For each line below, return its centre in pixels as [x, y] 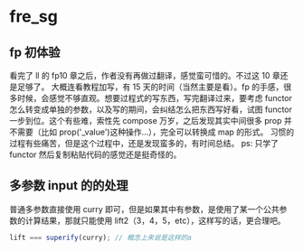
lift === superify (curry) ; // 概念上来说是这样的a [100, 237]
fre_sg [34, 17]
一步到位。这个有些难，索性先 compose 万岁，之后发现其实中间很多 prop [146, 121]
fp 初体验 [35, 52]
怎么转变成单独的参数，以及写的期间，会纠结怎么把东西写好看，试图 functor [151, 109]
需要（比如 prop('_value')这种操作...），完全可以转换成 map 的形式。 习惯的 [156, 132]
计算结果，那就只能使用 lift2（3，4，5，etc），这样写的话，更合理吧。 [156, 220]
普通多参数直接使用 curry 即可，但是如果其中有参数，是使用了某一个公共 [144, 209]
